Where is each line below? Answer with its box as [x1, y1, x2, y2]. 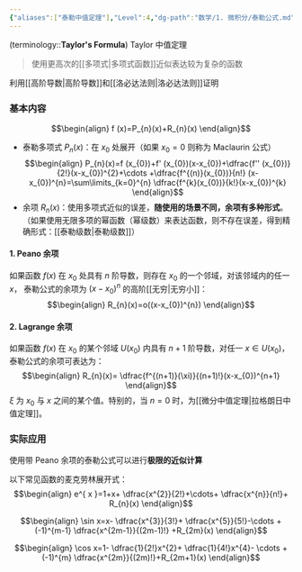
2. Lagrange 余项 [9, 321, 74, 331]
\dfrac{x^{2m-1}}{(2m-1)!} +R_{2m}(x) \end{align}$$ [73, 525, 268, 536]
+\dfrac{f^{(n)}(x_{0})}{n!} [148, 168, 246, 178]
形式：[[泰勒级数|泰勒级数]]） [30, 226, 139, 237]
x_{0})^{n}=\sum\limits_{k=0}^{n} [28, 177, 152, 187]
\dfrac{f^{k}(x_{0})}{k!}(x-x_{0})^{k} [153, 177, 287, 187]
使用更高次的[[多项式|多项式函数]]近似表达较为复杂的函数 [31, 58, 243, 68]
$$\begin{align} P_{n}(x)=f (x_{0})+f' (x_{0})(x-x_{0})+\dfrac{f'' [24, 158, 261, 168]
